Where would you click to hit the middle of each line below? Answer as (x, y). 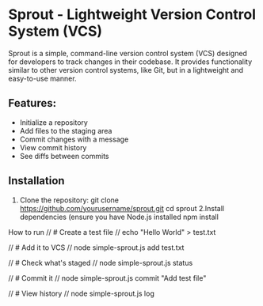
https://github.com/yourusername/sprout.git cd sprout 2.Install (122, 208)
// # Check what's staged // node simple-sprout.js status (101, 263)
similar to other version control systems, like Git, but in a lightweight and (126, 70)
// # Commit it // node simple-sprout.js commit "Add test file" (107, 278)
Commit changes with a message (74, 139)
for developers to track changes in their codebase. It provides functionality (130, 62)
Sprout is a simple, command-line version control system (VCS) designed (128, 53)
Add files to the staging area (66, 130)
